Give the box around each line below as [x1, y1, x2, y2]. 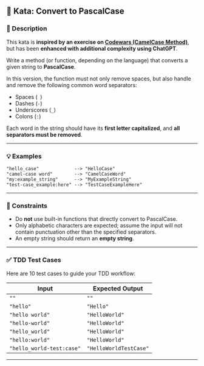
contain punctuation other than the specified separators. [15, 228, 157, 235]
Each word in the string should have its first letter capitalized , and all [6, 124, 180, 132]
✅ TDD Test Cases [6, 256, 62, 264]
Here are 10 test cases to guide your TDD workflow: [6, 270, 135, 277]
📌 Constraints [6, 201, 47, 210]
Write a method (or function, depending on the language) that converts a [6, 56, 188, 64]
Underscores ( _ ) [15, 106, 56, 113]
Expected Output [93, 284, 143, 293]
